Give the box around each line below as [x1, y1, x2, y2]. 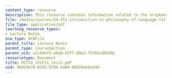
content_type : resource [5, 7, 56, 13]
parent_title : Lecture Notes [5, 41, 68, 46]
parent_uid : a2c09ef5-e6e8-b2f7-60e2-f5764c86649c [5, 50, 116, 55]
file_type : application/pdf [5, 22, 66, 27]
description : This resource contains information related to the [5, 12, 147, 17]
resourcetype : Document [5, 55, 56, 61]
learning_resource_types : [5, 27, 60, 32]
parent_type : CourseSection [5, 46, 66, 51]
